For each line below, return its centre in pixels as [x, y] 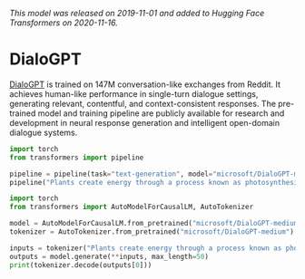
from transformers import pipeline [77, 158]
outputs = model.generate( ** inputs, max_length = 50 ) [109, 256]
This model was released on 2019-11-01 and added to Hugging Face [137, 13]
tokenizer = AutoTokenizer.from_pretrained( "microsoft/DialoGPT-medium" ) [152, 232]
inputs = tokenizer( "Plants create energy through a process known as [146, 248]
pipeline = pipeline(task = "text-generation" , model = [111, 174]
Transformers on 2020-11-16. [64, 23]
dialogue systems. [44, 132]
